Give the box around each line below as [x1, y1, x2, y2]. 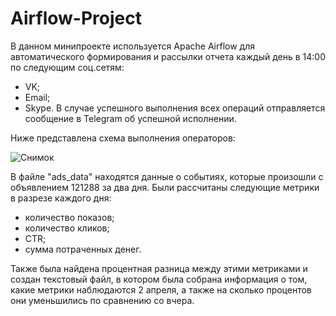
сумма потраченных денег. [24, 243, 142, 255]
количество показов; [24, 211, 115, 223]
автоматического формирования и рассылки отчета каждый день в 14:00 [10, 50, 326, 62]
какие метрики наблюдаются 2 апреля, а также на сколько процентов [10, 283, 312, 296]
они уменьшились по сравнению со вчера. [10, 294, 195, 306]
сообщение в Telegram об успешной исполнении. [24, 112, 237, 124]
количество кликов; [24, 222, 110, 234]
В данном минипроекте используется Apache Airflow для [10, 40, 255, 52]
